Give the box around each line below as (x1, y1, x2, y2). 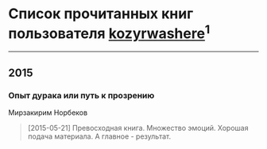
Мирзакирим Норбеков (8, 108, 88, 117)
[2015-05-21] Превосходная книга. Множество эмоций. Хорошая (27, 123, 249, 132)
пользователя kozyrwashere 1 (8, 21, 211, 43)
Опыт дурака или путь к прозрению (8, 90, 155, 101)
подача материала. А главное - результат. (27, 132, 172, 141)
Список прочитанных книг (8, 5, 194, 23)
